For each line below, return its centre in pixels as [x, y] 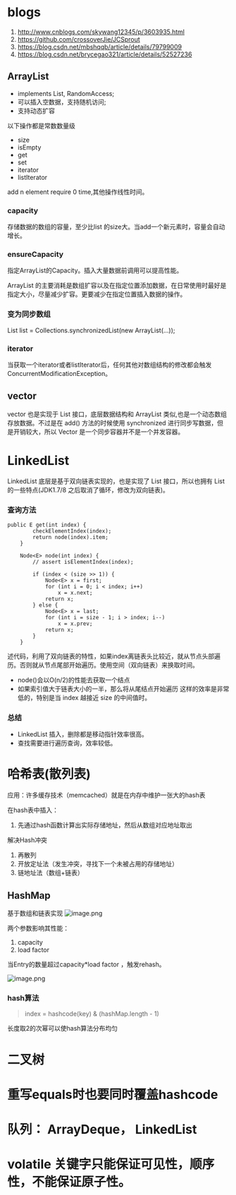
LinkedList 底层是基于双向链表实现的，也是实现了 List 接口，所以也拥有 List [116, 481]
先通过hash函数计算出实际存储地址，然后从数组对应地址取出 [105, 825]
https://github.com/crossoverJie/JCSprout [79, 39]
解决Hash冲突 [27, 840]
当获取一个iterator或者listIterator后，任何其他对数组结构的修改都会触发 [110, 365]
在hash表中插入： [33, 810]
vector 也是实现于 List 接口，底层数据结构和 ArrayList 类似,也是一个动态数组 [117, 414]
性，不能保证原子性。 [69, 1182]
